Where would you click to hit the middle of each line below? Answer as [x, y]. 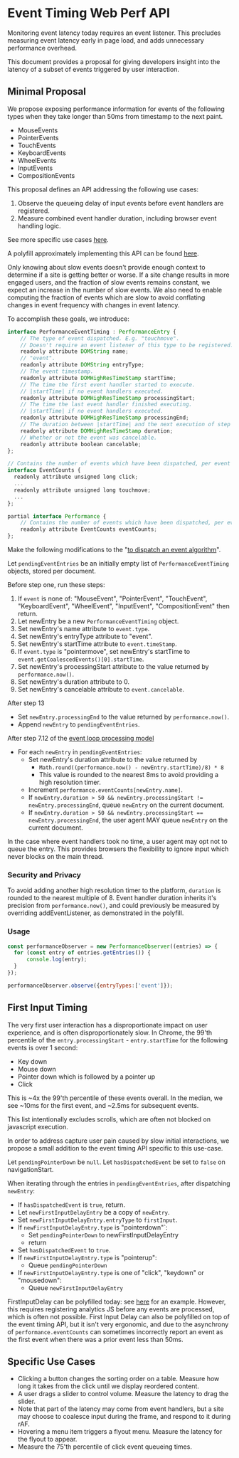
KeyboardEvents [42, 153]
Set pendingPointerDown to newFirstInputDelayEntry [103, 1235]
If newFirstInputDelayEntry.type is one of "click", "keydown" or [111, 1272]
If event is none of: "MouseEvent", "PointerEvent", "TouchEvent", [112, 598]
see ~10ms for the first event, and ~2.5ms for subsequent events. [103, 1105]
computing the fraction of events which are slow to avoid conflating [106, 297]
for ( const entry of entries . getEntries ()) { [83, 953]
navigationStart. [31, 1169]
